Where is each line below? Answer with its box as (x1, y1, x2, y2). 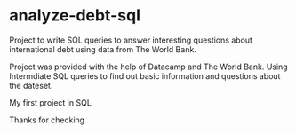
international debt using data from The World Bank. (9, 43, 197, 54)
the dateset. (9, 80, 53, 91)
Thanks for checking (9, 114, 85, 125)
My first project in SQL (9, 97, 92, 107)
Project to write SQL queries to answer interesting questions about (9, 35, 253, 45)
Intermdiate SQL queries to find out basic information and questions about (9, 70, 281, 81)
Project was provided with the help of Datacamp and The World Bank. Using (9, 61, 288, 72)
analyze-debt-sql (9, 5, 140, 26)
